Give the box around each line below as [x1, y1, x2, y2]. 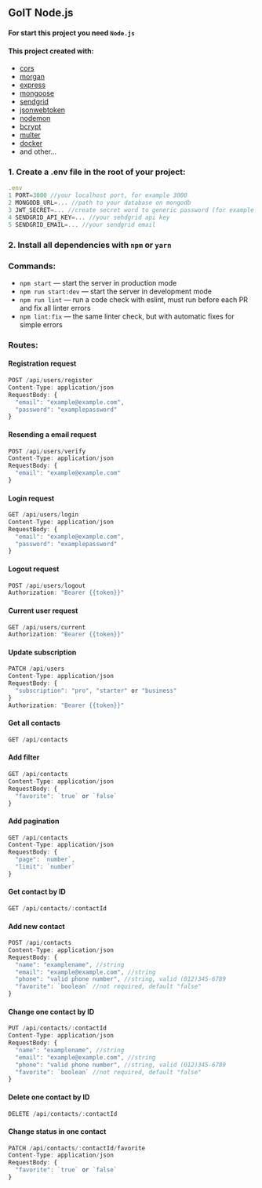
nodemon [19, 114, 51, 123]
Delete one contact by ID [8, 1092, 90, 1102]
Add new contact [8, 921, 65, 931]
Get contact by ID [8, 887, 67, 897]
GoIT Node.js [8, 6, 74, 20]
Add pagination [8, 816, 60, 825]
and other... [19, 147, 57, 156]
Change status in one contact [8, 1126, 107, 1136]
